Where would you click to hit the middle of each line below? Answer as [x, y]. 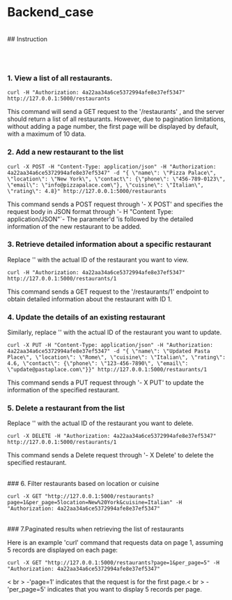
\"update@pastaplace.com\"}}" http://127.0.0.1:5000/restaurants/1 [107, 370]
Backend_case [51, 12]
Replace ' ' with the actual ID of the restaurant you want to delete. [100, 423]
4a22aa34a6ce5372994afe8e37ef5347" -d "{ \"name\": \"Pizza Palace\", [112, 173]
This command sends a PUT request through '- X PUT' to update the [106, 383]
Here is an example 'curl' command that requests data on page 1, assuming [115, 543]
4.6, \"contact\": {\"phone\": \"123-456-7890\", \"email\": [98, 364]
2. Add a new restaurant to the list [65, 152]
